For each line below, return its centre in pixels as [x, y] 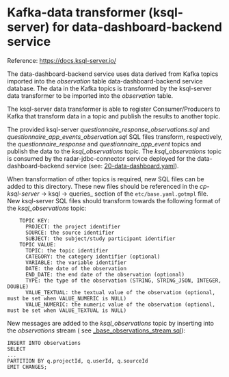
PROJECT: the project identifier [73, 226]
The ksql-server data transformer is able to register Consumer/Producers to [114, 109]
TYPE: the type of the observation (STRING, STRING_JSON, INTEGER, [123, 281]
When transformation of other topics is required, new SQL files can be [106, 179]
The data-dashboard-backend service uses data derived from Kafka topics [113, 74]
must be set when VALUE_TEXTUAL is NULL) [67, 310]
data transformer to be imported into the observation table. [90, 95]
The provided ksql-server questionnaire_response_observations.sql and [109, 129]
